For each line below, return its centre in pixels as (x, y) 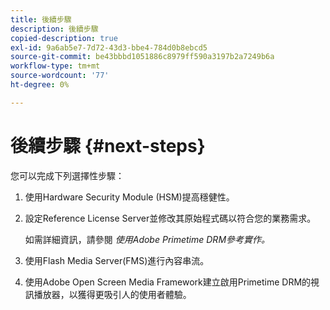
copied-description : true (64, 38)
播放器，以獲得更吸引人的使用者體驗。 (112, 294)
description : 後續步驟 (54, 29)
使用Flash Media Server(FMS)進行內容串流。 (117, 260)
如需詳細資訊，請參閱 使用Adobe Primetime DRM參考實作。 (147, 239)
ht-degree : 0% (40, 85)
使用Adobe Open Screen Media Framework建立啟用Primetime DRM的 (168, 282)
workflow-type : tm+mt (55, 66)
